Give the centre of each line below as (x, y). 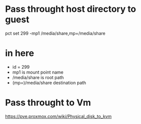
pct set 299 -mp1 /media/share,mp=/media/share (55, 33)
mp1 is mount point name (38, 72)
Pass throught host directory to (71, 9)
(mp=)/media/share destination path (49, 83)
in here (20, 53)
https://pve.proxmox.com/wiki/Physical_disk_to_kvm (58, 116)
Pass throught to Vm (48, 103)
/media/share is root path (38, 77)
